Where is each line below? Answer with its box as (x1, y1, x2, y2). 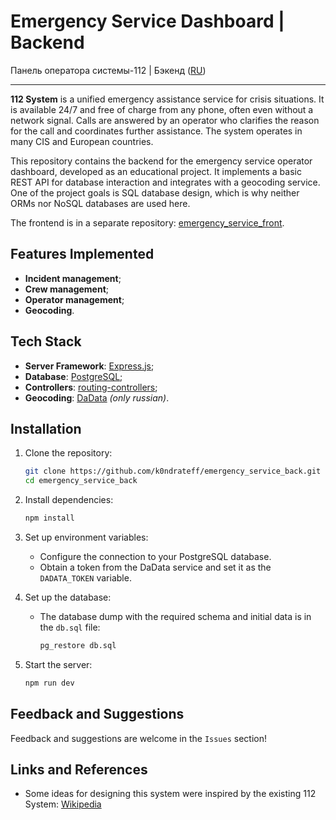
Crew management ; (24, 283, 110, 295)
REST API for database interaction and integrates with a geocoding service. (10, 176, 321, 188)
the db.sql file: (39, 621, 101, 633)
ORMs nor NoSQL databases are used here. (10, 197, 191, 209)
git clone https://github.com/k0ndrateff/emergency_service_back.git (24, 466, 322, 477)
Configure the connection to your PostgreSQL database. (39, 551, 272, 562)
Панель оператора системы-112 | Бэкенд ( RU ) (10, 64, 207, 76)
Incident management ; (24, 272, 122, 284)
